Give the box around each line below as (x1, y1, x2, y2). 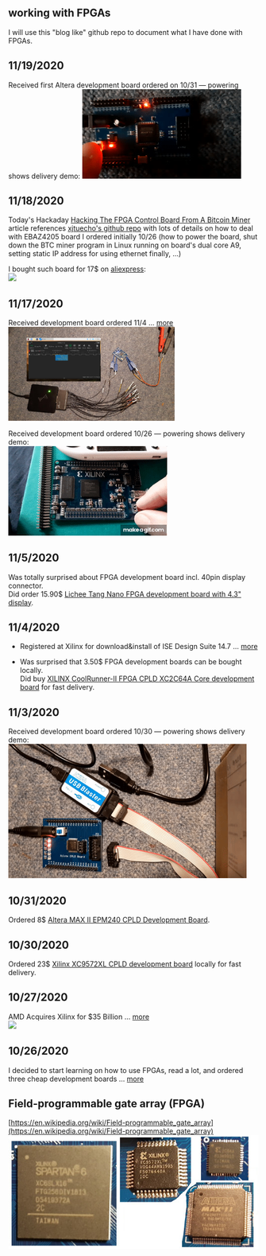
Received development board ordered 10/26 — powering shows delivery (8, 429, 245, 438)
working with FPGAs (8, 6, 111, 20)
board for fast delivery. (19, 682, 95, 692)
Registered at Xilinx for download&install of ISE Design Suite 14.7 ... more (19, 642, 258, 651)
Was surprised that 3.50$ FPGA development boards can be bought (19, 657, 242, 667)
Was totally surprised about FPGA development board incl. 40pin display (8, 572, 246, 581)
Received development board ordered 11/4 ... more (8, 318, 174, 328)
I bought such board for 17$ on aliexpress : (8, 264, 146, 274)
